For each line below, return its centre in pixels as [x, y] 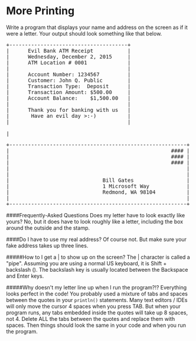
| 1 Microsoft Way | [98, 186]
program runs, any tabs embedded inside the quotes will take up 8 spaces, [97, 313]
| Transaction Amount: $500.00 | [68, 92]
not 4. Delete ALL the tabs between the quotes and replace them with [91, 319]
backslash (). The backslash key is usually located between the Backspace [97, 269]
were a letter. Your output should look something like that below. [84, 33]
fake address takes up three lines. [47, 245]
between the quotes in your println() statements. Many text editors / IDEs [97, 300]
